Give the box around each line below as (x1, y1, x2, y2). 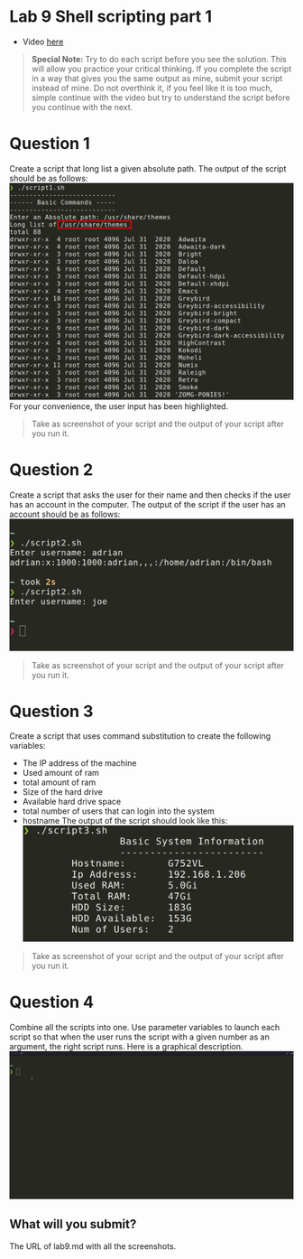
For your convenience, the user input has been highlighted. (9, 400, 229, 412)
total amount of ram (22, 777, 96, 788)
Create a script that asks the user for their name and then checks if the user (9, 490, 291, 500)
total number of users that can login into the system (22, 806, 215, 816)
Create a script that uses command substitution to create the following (9, 731, 271, 741)
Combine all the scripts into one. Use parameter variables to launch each (9, 1022, 280, 1033)
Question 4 (9, 992, 95, 1012)
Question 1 (9, 134, 90, 154)
